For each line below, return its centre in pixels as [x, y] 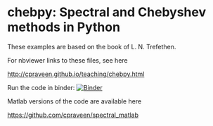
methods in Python [64, 27]
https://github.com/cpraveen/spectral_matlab [73, 115]
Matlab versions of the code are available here [75, 101]
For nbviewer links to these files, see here [67, 60]
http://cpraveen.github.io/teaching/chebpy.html [76, 74]
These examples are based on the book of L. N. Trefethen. [92, 46]
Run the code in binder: [41, 87]
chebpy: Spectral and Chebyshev [106, 12]
